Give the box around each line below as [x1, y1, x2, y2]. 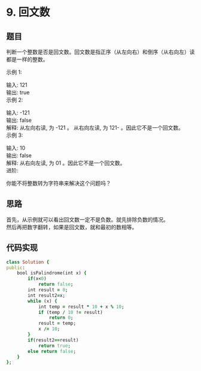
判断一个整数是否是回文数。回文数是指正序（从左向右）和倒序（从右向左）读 [6, 49, 195, 55]
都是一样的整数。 [6, 56, 48, 63]
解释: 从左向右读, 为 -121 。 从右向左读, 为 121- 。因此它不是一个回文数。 [6, 124, 184, 131]
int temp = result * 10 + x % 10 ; [38, 304, 124, 310]
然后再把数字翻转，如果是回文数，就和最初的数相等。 [6, 223, 138, 231]
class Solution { [6, 259, 50, 265]
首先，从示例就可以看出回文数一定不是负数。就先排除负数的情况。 [6, 216, 169, 223]
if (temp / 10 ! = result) [38, 309, 103, 315]
